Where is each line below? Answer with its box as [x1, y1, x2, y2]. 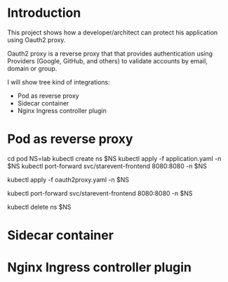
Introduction [7, 5, 81, 21]
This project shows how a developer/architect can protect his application [7, 28, 218, 37]
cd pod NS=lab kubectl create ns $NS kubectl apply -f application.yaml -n [7, 154, 222, 162]
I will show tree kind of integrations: [7, 77, 110, 86]
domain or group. [7, 64, 58, 72]
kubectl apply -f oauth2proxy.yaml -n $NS [7, 175, 130, 184]
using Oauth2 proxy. [7, 35, 66, 44]
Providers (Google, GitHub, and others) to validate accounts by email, [7, 56, 208, 65]
